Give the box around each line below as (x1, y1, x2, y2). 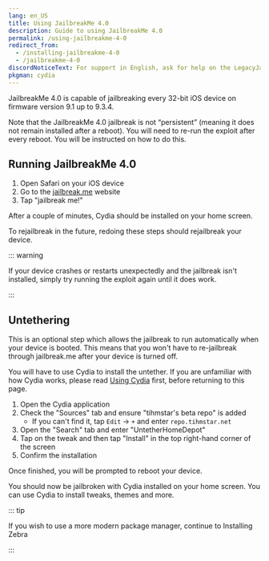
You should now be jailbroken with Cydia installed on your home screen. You (8, 482, 260, 491)
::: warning (8, 250, 44, 260)
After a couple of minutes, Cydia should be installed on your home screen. (8, 211, 254, 221)
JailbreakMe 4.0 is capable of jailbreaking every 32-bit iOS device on (8, 93, 236, 102)
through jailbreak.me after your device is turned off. (8, 351, 179, 361)
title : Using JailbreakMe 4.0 (8, 19, 110, 27)
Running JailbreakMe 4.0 (8, 158, 137, 171)
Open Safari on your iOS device (19, 178, 124, 188)
